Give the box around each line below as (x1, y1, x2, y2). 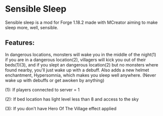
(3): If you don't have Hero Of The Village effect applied (5, 105, 117, 111)
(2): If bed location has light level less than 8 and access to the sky (5, 96, 139, 102)
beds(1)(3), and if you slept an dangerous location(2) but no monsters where (5, 62, 159, 67)
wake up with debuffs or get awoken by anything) (5, 77, 105, 83)
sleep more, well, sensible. (5, 24, 58, 30)
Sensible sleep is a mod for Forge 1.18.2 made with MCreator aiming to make (5, 19, 158, 25)
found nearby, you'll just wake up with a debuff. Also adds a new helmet (5, 67, 149, 73)
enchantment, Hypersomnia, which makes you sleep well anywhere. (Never (5, 72, 157, 78)
